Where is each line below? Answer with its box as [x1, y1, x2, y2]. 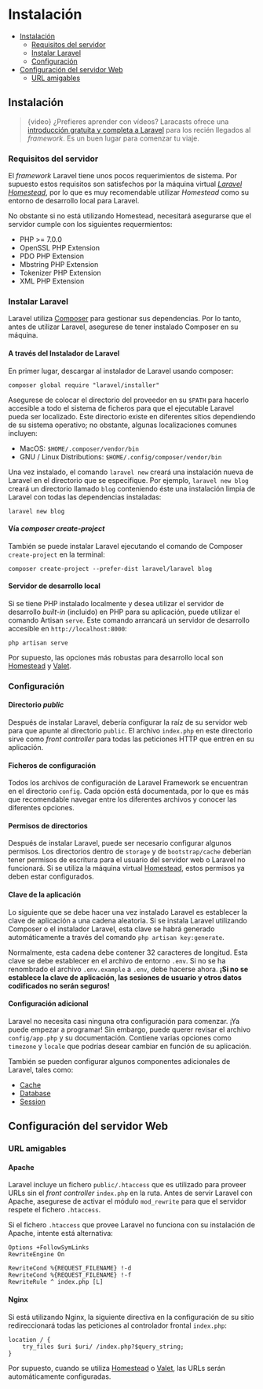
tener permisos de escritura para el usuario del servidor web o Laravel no [8, 855, 246, 864]
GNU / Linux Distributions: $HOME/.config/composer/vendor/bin [19, 451, 222, 461]
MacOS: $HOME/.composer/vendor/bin [19, 444, 140, 453]
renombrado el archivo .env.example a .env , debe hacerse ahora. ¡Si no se [8, 964, 249, 974]
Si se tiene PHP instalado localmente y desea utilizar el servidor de [8, 598, 225, 608]
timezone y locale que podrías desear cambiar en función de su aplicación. [8, 1041, 251, 1051]
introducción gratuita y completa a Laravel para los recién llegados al [27, 125, 251, 134]
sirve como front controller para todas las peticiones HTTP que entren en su [8, 734, 255, 744]
